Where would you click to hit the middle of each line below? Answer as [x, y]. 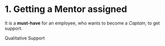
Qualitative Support [25, 38]
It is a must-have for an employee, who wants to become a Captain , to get [82, 23]
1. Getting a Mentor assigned [66, 9]
